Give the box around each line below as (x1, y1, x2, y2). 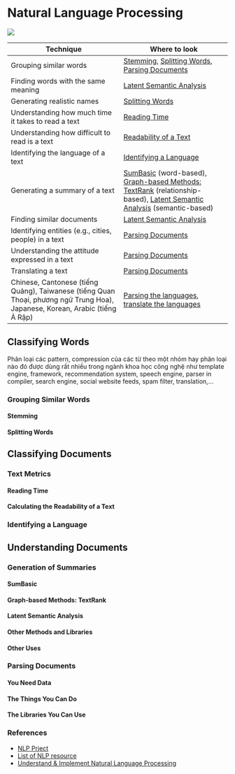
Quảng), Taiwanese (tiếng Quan (10, 286, 115, 295)
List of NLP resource (17, 751, 77, 760)
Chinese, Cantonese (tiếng (10, 277, 99, 287)
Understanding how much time (10, 107, 112, 117)
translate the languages (123, 299, 201, 309)
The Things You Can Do (7, 694, 77, 703)
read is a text (10, 136, 54, 146)
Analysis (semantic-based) (123, 203, 214, 213)
